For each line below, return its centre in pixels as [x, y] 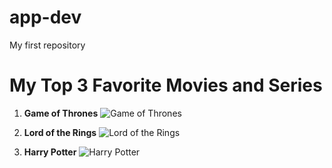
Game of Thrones [61, 113]
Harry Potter [50, 152]
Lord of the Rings [60, 132]
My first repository [47, 45]
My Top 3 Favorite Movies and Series [166, 85]
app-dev [45, 17]
